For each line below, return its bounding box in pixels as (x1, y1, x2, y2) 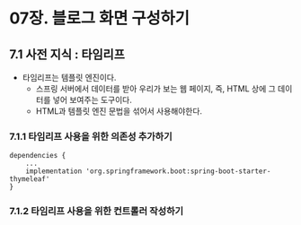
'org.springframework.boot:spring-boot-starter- (85, 167, 271, 176)
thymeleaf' (9, 175, 50, 184)
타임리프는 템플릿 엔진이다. (22, 73, 117, 82)
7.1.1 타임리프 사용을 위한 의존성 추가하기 (9, 130, 173, 143)
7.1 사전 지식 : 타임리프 (9, 47, 126, 62)
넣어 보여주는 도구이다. (52, 95, 132, 105)
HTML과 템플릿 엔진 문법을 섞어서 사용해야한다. (35, 106, 203, 117)
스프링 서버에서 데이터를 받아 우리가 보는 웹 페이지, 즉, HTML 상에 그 (35, 83, 276, 94)
